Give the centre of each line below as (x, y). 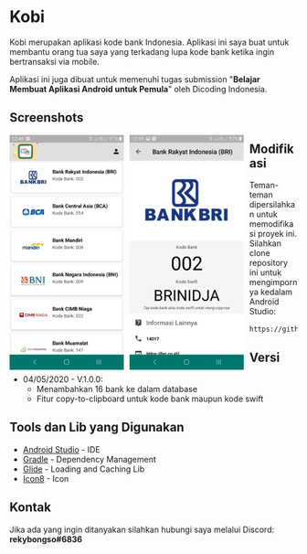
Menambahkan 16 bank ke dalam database (117, 389)
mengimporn (274, 282)
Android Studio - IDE (61, 449)
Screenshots (47, 117)
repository (269, 263)
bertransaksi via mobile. (55, 61)
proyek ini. (277, 234)
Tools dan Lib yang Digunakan (97, 427)
